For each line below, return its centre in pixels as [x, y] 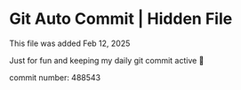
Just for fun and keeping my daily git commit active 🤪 [107, 60]
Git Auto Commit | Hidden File [121, 19]
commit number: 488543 [55, 77]
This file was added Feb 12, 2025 [70, 43]
